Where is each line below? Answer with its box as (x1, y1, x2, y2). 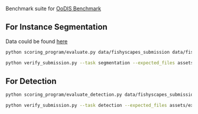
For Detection (5, 76, 57, 86)
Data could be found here (5, 38, 68, 45)
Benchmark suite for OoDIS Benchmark (5, 5, 102, 12)
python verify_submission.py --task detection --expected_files (5, 103, 167, 109)
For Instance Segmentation (5, 22, 108, 32)
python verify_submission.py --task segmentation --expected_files (5, 60, 176, 66)
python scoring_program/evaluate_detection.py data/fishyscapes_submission (5, 92, 196, 98)
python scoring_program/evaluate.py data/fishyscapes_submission (5, 49, 170, 55)
